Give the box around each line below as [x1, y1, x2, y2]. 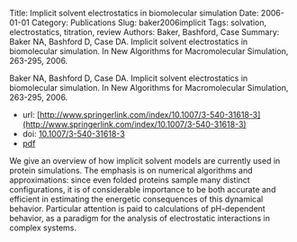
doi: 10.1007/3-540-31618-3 [22, 129, 126, 139]
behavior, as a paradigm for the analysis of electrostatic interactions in [9, 213, 270, 223]
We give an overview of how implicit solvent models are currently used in [9, 156, 281, 166]
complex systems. [9, 222, 76, 233]
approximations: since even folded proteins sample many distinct [9, 175, 250, 185]
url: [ [22, 110, 40, 120]
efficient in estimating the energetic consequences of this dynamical [9, 193, 264, 204]
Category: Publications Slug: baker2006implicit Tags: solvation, [31, 17, 267, 28]
